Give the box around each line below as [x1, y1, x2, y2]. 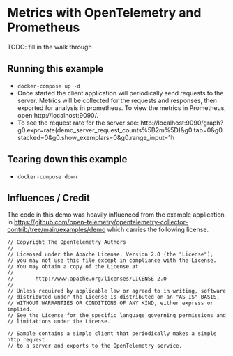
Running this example [7, 63, 104, 75]
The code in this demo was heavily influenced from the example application [7, 210, 225, 219]
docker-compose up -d [17, 82, 80, 90]
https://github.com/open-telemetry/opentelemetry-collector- [13, 218, 188, 226]
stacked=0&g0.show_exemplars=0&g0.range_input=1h [17, 133, 175, 141]
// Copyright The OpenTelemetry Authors [7, 239, 127, 246]
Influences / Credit [7, 192, 91, 203]
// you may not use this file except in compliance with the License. [7, 257, 217, 264]
